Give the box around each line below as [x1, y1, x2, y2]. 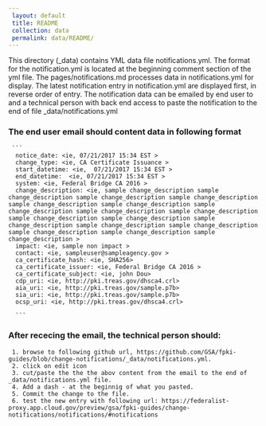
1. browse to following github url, [11, 348, 134, 356]
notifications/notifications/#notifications [8, 411, 158, 419]
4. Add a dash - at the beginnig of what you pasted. [11, 383, 194, 391]
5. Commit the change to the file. [11, 389, 130, 398]
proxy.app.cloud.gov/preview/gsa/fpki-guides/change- [8, 404, 191, 412]
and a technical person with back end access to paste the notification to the [8, 98, 257, 107]
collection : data [11, 26, 69, 34]
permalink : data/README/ [11, 33, 94, 42]
